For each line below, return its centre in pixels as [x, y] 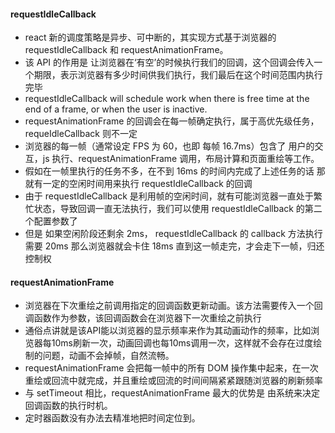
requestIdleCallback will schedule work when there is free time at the [167, 99]
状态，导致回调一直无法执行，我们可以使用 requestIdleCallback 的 [169, 209]
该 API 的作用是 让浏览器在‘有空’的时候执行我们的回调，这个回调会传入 [169, 62]
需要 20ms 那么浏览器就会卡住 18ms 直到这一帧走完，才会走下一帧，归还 [174, 246]
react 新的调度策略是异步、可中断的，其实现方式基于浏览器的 [150, 37]
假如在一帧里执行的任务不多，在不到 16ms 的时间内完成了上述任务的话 [169, 171]
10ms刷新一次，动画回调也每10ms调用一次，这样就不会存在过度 [182, 343]
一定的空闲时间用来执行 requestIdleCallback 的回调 [147, 184]
